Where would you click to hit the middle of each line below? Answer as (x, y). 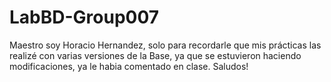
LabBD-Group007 (84, 17)
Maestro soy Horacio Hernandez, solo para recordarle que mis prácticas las (165, 45)
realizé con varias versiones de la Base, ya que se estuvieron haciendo (155, 55)
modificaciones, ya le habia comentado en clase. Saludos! (129, 66)
